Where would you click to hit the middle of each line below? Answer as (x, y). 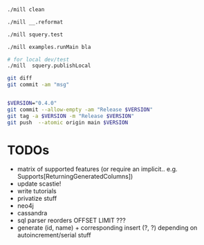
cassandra (32, 213)
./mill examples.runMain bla (49, 47)
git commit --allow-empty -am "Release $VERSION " (80, 109)
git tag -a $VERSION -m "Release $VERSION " (71, 116)
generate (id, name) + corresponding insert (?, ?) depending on (107, 228)
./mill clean (26, 10)
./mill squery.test (35, 35)
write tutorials (37, 191)
